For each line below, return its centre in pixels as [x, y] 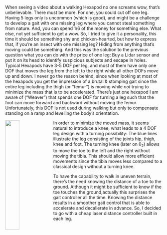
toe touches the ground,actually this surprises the [104, 192]
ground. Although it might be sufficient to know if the [107, 187]
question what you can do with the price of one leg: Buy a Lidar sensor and [82, 55]
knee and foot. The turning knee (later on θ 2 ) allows [106, 145]
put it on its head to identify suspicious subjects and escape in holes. [76, 60]
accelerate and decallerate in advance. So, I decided [107, 208]
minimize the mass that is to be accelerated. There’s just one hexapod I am [82, 92]
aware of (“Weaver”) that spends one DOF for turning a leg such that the [80, 97]
